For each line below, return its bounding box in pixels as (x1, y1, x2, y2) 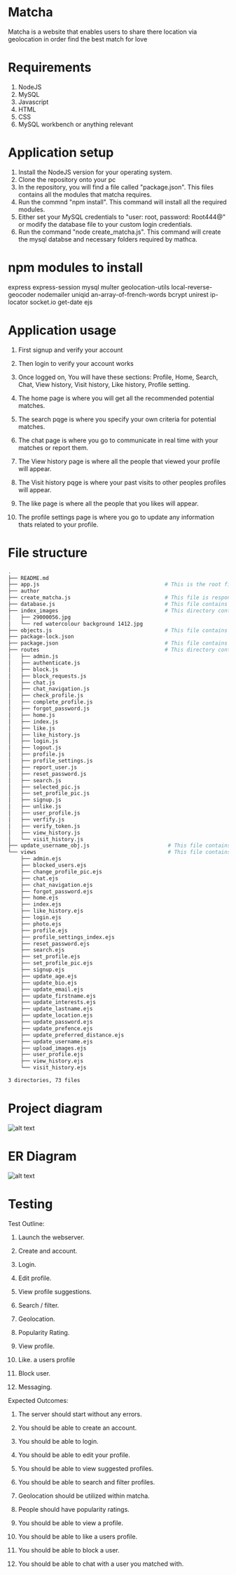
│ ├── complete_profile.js (8, 699, 93, 706)
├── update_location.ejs (20, 1012, 93, 1019)
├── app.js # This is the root (8, 581, 221, 588)
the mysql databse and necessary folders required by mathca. (18, 235, 198, 243)
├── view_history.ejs (20, 1057, 83, 1065)
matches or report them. (18, 443, 89, 452)
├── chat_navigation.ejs (20, 881, 93, 888)
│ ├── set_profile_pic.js (8, 790, 90, 797)
